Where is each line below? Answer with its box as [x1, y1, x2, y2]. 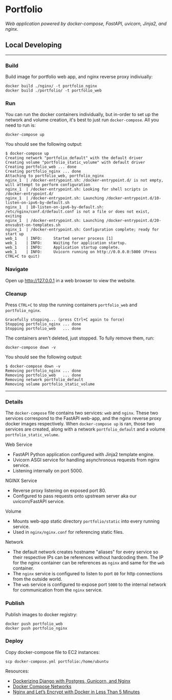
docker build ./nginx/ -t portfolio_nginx [5, 83, 97, 89]
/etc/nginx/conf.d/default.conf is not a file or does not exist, [5, 209, 150, 214]
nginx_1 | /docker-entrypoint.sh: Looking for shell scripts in [5, 187, 147, 192]
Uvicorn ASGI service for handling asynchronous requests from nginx [12, 457, 160, 463]
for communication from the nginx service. [12, 587, 103, 593]
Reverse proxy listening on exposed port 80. [12, 487, 106, 494]
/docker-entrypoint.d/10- [105, 196, 161, 201]
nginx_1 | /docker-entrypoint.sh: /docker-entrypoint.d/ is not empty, [5, 178, 164, 183]
